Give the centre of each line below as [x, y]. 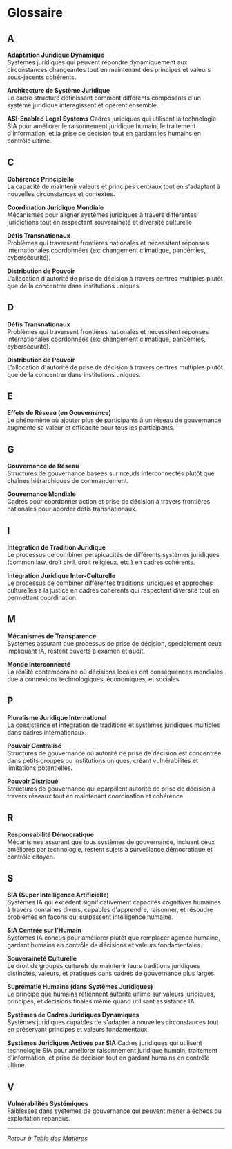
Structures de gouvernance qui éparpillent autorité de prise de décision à [112, 789]
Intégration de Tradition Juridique [56, 547]
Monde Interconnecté [39, 664]
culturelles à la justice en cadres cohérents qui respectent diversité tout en [113, 590]
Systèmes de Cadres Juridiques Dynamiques [73, 1015]
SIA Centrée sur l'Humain [44, 931]
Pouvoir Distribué [33, 781]
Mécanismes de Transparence [52, 636]
